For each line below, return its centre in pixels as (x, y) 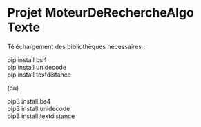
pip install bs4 (27, 59)
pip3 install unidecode (39, 108)
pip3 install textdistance (41, 116)
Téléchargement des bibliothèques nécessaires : (76, 46)
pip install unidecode (37, 67)
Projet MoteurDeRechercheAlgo (101, 13)
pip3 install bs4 (29, 101)
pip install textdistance (39, 75)
